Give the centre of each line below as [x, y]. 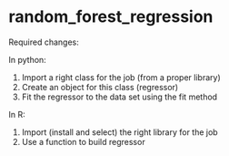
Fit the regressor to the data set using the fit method [119, 97]
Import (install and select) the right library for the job [120, 132]
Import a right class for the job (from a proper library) [121, 77]
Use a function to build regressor [84, 141]
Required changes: [44, 42]
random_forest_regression [111, 17]
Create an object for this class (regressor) [100, 87]
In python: [27, 59]
